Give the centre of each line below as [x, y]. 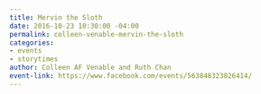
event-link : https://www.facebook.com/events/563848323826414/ [131, 76]
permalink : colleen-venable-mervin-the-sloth [96, 34]
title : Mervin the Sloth [56, 17]
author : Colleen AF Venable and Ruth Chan [90, 68]
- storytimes [34, 59]
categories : [32, 43]
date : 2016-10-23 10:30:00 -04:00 [75, 26]
